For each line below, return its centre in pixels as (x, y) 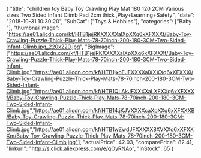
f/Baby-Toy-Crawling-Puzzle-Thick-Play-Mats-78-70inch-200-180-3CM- (96, 98)
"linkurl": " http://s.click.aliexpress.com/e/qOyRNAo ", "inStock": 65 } (90, 148)
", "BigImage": (97, 47)
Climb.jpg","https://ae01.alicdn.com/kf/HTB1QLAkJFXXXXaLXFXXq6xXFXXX (100, 91)
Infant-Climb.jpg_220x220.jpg (43, 47)
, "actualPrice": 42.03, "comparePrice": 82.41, (136, 142)
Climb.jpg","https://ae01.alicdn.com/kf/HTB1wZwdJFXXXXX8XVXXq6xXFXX (100, 129)
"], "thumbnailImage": (33, 28)
